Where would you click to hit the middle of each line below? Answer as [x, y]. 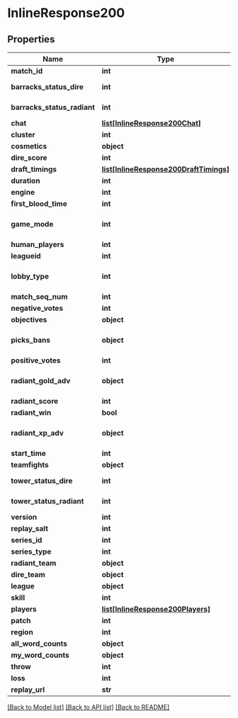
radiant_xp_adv [37, 433]
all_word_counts [39, 644]
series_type [31, 552]
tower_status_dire [42, 481]
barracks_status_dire [47, 87]
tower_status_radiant [47, 501]
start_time [28, 453]
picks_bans [31, 340]
